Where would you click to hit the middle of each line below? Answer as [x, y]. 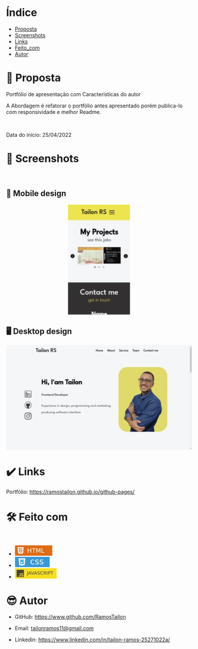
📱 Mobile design [36, 194]
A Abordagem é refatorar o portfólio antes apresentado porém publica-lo [94, 106]
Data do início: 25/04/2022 [39, 135]
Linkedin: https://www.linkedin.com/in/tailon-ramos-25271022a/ [92, 640]
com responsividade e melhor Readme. [54, 112]
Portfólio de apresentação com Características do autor [74, 94]
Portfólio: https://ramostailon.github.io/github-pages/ [70, 492]
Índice [22, 13]
